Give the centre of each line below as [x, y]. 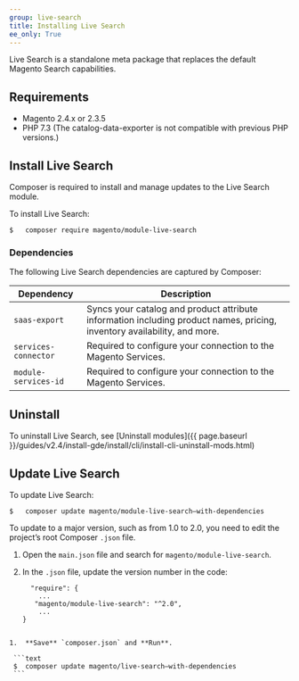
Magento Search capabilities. [63, 69]
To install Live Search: [50, 214]
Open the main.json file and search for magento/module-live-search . [146, 554]
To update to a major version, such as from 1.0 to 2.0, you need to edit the [145, 527]
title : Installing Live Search [67, 26]
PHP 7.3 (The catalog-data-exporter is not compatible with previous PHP [155, 128]
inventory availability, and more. [153, 331]
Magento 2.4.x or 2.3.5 [64, 119]
